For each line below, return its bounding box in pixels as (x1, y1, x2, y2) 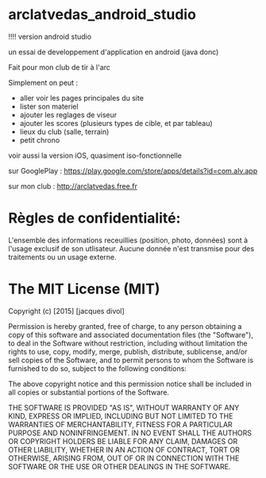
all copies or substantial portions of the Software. (8, 387, 169, 397)
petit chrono (19, 135, 60, 144)
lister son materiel (19, 101, 79, 111)
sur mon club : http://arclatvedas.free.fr (8, 181, 137, 191)
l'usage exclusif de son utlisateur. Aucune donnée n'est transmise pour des (8, 243, 255, 253)
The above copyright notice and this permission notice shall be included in (8, 379, 252, 388)
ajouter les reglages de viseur (19, 109, 118, 120)
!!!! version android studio (8, 32, 92, 41)
